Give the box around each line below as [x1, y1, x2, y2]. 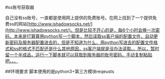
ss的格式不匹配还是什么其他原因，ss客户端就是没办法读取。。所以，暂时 [13, 46, 160, 51]
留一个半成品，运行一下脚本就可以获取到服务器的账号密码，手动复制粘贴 [5, 52, 152, 58]
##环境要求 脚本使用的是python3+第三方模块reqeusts [5, 69, 115, 74]
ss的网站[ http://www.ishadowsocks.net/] [9, 21, 93, 27]
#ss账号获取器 [5, 4, 35, 10]
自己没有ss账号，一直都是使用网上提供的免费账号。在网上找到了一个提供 [5, 15, 153, 21]
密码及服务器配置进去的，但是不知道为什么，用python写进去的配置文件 [9, 39, 154, 45]
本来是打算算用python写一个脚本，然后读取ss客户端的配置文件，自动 [13, 34, 154, 39]
